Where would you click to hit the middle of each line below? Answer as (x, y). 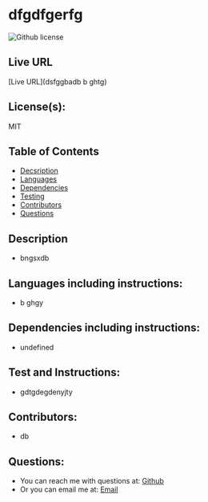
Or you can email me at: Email (69, 490)
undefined (37, 347)
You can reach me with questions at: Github (92, 481)
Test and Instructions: (64, 372)
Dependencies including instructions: (104, 328)
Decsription (39, 171)
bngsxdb (34, 258)
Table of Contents (54, 151)
